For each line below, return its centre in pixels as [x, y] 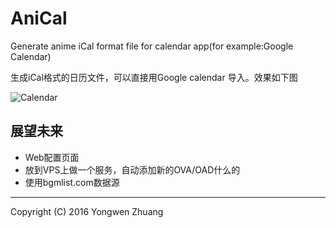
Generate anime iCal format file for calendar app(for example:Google [152, 46]
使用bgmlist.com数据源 [72, 182]
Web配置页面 [52, 157]
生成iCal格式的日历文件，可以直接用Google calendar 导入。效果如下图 [154, 77]
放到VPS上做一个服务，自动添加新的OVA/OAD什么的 [132, 169]
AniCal [39, 18]
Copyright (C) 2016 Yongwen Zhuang [87, 211]
